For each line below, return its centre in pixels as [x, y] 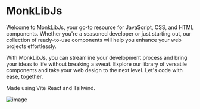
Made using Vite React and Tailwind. [51, 88]
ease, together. [25, 76]
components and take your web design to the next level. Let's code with [95, 70]
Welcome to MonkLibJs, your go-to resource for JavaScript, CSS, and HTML [100, 27]
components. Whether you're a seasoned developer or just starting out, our [99, 33]
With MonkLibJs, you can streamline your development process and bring [97, 57]
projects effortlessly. [31, 46]
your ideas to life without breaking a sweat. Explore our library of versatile [97, 64]
